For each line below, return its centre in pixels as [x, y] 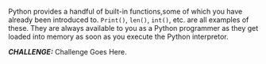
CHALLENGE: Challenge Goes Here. [67, 52]
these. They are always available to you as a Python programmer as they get [133, 28]
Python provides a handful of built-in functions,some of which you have [125, 11]
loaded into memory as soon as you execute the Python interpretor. [118, 36]
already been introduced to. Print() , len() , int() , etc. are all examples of [129, 20]
